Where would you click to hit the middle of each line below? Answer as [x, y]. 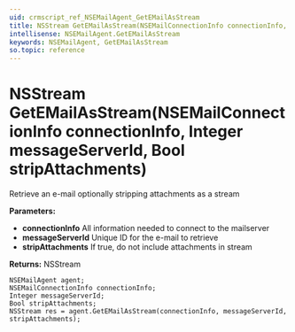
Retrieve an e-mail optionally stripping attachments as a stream [124, 194]
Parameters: [32, 211]
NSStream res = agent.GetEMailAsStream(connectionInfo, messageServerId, [148, 312]
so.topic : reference [47, 50]
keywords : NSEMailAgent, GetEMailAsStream [89, 42]
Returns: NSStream [45, 264]
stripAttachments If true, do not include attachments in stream [137, 247]
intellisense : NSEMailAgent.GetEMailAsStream [94, 34]
